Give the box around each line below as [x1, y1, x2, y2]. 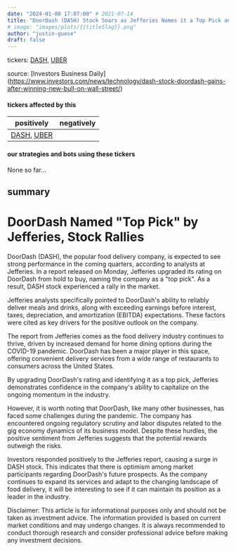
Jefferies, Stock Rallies [7, 229, 145, 245]
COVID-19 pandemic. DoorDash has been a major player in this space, [7, 346, 211, 355]
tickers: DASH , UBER [7, 56, 67, 64]
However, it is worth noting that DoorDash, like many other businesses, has [7, 404, 225, 412]
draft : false [7, 37, 46, 44]
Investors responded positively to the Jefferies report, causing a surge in [7, 455, 218, 463]
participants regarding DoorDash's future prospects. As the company [7, 469, 208, 479]
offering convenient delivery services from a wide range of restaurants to [7, 354, 219, 362]
